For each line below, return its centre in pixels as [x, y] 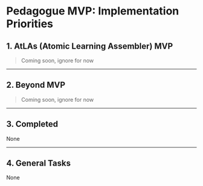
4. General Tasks [39, 163]
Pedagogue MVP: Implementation [93, 11]
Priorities [30, 24]
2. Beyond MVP [36, 85]
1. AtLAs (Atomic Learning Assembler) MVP [90, 46]
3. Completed [32, 124]
